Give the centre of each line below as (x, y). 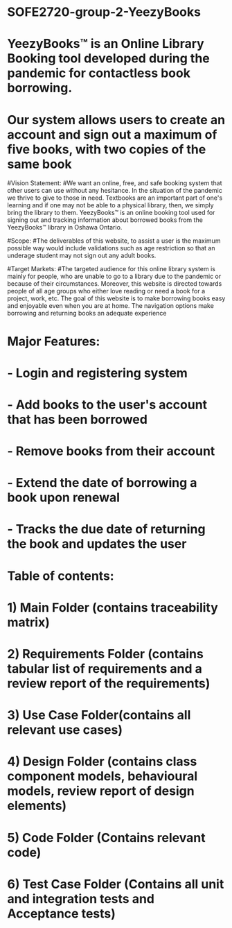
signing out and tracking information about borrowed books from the (105, 220)
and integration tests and (81, 899)
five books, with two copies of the (107, 149)
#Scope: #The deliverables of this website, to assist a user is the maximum (114, 241)
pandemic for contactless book (99, 73)
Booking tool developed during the (108, 59)
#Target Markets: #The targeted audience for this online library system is (111, 269)
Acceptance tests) (62, 913)
